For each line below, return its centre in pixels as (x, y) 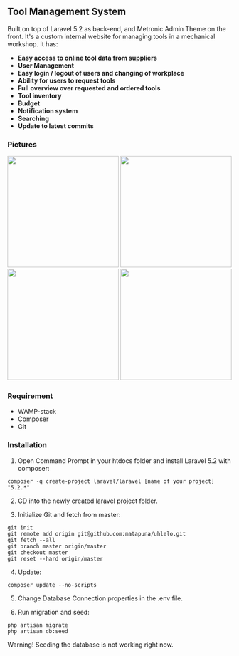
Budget (29, 103)
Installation (27, 445)
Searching (33, 118)
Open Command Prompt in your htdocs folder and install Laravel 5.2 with (124, 460)
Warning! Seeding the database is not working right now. (90, 645)
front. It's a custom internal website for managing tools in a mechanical (111, 36)
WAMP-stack (37, 412)
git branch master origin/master (57, 546)
